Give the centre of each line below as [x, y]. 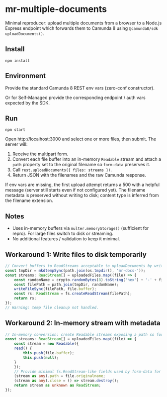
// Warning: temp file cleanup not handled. [52, 307]
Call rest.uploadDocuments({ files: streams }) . [62, 170]
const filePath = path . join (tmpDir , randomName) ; [67, 285]
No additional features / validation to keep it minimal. [66, 239]
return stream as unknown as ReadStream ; [57, 386]
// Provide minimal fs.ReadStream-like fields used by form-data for [88, 372]
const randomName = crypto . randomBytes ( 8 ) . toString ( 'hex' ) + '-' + [85, 280]
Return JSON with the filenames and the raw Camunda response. [79, 175]
